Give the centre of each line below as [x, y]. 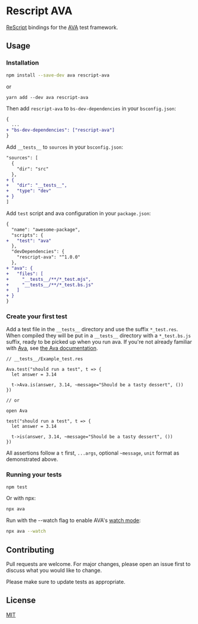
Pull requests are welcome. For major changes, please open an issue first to [98, 564]
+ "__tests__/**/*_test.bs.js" [50, 285]
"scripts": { [27, 235]
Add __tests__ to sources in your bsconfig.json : [65, 147]
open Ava [17, 411]
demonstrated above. [32, 459]
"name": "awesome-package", [46, 229]
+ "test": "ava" [29, 241]
